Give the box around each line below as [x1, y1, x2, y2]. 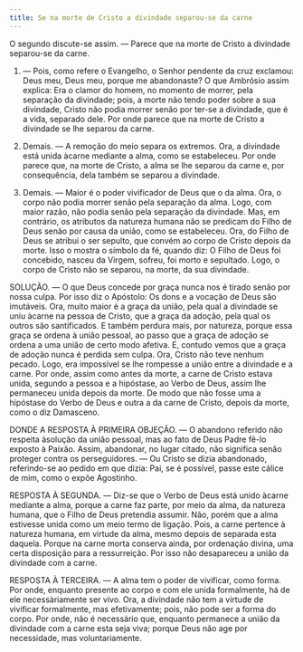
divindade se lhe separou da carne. [22, 123, 155, 134]
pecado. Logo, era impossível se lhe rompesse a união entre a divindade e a [9, 359, 294, 369]
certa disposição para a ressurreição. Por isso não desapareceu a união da [9, 547, 289, 558]
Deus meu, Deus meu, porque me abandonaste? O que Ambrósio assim [22, 74, 289, 86]
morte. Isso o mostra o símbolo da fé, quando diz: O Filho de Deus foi [22, 244, 281, 255]
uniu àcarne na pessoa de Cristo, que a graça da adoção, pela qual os [9, 310, 271, 321]
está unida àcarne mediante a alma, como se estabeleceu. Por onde [22, 150, 277, 161]
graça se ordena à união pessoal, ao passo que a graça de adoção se [9, 330, 270, 340]
